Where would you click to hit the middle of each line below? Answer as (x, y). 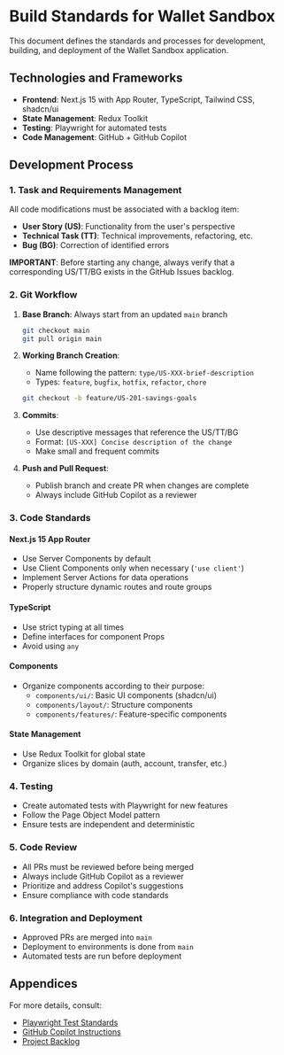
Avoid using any (50, 646)
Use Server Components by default (86, 559)
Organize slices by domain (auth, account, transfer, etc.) (124, 764)
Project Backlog (51, 1041)
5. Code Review (43, 848)
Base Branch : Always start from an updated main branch (125, 314)
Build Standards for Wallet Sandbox (142, 16)
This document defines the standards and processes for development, (138, 41)
